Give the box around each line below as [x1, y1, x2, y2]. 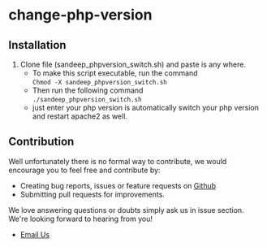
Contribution [8, 135, 75, 149]
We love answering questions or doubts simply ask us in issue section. [8, 205, 245, 214]
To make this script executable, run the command [32, 68, 198, 78]
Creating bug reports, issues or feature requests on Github [19, 180, 217, 190]
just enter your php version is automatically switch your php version [32, 103, 260, 112]
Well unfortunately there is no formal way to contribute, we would [8, 156, 227, 166]
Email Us [19, 229, 50, 239]
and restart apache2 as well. [32, 111, 128, 121]
